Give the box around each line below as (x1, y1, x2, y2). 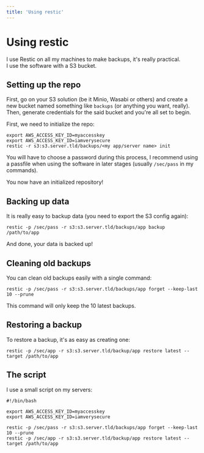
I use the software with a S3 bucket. (6, 62, 97, 69)
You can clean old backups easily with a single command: (6, 274, 152, 281)
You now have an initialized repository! (6, 178, 104, 186)
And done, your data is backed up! (6, 241, 93, 248)
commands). (6, 167, 38, 174)
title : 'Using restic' (6, 9, 64, 15)
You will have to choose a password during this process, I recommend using (6, 154, 199, 161)
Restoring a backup (6, 320, 82, 330)
